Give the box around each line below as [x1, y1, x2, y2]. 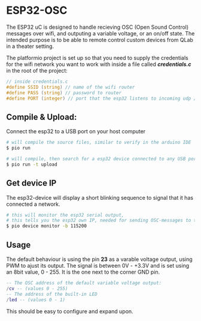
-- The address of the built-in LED [6, 291, 98, 297]
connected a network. [6, 200, 61, 208]
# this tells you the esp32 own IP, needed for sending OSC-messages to [6, 217, 191, 224]
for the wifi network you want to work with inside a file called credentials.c [6, 61, 191, 68]
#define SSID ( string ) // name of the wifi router [6, 84, 135, 90]
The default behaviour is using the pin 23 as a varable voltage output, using [6, 256, 193, 263]
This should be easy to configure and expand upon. [6, 307, 133, 315]
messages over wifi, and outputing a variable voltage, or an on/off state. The [6, 29, 195, 37]
